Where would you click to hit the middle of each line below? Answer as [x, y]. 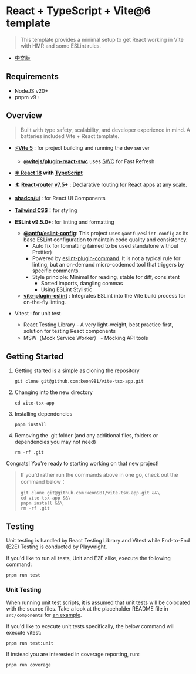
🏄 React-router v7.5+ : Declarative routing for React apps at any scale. [101, 184]
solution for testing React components [70, 331]
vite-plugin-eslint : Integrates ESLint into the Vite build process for [104, 295]
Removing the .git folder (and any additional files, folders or [86, 436]
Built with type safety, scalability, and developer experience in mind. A [105, 130]
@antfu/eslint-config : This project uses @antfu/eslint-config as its [106, 233]
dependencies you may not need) [55, 442]
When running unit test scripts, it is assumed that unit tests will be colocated [98, 602]
